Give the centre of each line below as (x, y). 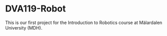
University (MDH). (24, 27)
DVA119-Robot (36, 9)
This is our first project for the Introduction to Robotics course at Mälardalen (84, 22)
